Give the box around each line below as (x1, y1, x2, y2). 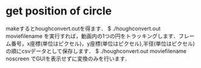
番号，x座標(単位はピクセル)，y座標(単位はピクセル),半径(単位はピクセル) (10, 40, 196, 47)
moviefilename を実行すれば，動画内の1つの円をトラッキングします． (5, 32, 179, 40)
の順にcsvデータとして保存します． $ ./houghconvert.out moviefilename (5, 47, 187, 55)
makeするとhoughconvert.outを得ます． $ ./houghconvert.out (5, 25, 161, 32)
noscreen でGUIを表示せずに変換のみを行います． (5, 55, 131, 62)
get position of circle (5, 4, 112, 18)
